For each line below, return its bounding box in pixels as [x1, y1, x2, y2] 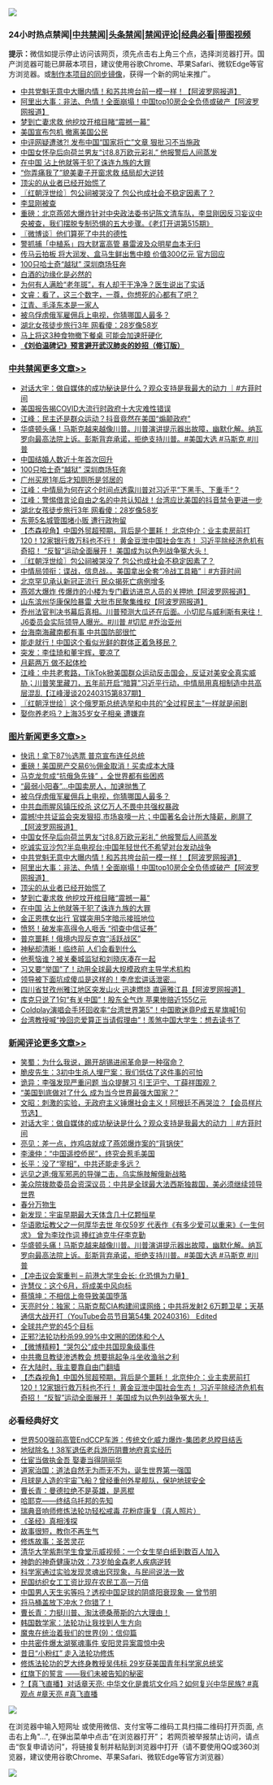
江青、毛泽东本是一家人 [19, 300, 99, 310]
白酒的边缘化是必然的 [19, 269, 92, 280]
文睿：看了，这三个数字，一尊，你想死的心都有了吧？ [19, 290, 199, 300]
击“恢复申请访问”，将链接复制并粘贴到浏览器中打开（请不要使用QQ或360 [8, 1742, 253, 1752]
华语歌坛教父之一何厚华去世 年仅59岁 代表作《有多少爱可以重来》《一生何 [19, 1220, 265, 1230]
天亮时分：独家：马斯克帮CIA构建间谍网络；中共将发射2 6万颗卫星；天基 [19, 1301, 264, 1311]
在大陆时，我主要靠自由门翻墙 [19, 1362, 120, 1372]
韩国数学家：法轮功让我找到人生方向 [19, 1618, 142, 1628]
